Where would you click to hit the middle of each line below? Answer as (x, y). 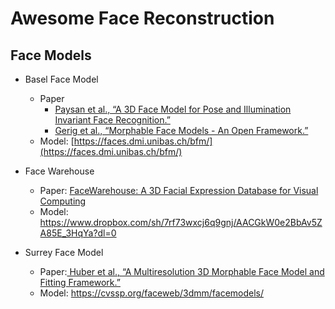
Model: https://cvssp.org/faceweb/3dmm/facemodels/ (152, 293)
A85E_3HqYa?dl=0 (78, 233)
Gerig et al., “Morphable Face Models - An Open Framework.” (181, 130)
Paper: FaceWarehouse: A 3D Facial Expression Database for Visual (179, 190)
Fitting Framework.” (80, 282)
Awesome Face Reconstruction (142, 18)
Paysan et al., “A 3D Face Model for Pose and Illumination (173, 109)
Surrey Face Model (64, 252)
